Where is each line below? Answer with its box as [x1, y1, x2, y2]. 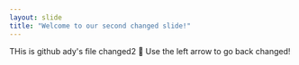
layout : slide [9, 12, 63, 22]
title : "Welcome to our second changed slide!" [9, 21, 192, 30]
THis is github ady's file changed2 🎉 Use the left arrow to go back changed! [9, 45, 291, 56]
